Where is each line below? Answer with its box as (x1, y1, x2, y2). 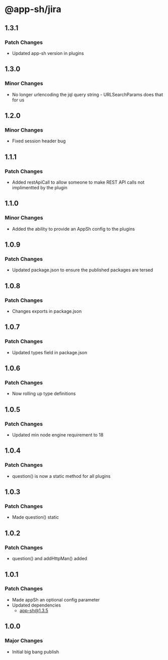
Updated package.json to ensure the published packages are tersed (12, 267, 153, 273)
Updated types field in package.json (12, 349, 88, 355)
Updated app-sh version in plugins (12, 50, 84, 56)
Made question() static (12, 514, 59, 520)
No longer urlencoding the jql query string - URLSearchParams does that (12, 91, 163, 97)
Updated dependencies (12, 602, 61, 608)
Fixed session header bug (12, 138, 66, 144)
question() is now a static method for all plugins (12, 473, 111, 479)
